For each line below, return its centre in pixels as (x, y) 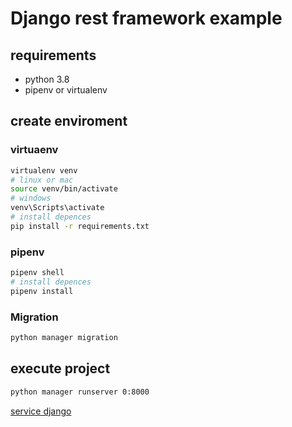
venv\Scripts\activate (57, 208)
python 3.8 (47, 79)
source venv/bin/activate (64, 189)
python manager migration (64, 338)
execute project (60, 368)
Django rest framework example (146, 18)
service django (41, 411)
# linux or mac (42, 180)
